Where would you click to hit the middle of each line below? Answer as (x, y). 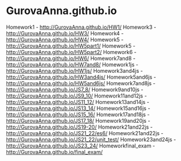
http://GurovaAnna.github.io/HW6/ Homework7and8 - (71, 58)
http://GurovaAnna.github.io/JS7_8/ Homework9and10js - (75, 89)
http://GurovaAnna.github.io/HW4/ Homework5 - (65, 39)
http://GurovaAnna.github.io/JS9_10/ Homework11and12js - (77, 96)
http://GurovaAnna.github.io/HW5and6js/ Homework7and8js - (81, 83)
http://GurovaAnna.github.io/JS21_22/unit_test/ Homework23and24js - (91, 139)
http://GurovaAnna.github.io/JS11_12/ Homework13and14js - (78, 102)
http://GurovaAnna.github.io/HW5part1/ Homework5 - (71, 46)
